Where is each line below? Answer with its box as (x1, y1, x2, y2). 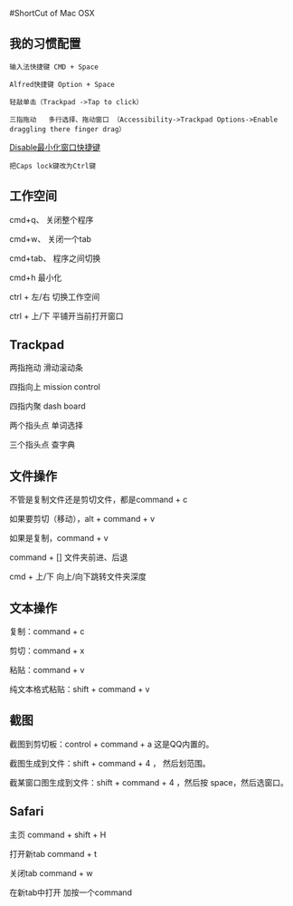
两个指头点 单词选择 (9, 420, 83, 431)
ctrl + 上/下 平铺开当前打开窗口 (9, 310, 124, 321)
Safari (9, 804, 44, 819)
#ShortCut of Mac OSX (9, 8, 95, 18)
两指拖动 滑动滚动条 (9, 362, 83, 373)
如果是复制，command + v (9, 533, 109, 544)
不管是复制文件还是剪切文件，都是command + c (9, 494, 188, 506)
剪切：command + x (9, 645, 85, 656)
